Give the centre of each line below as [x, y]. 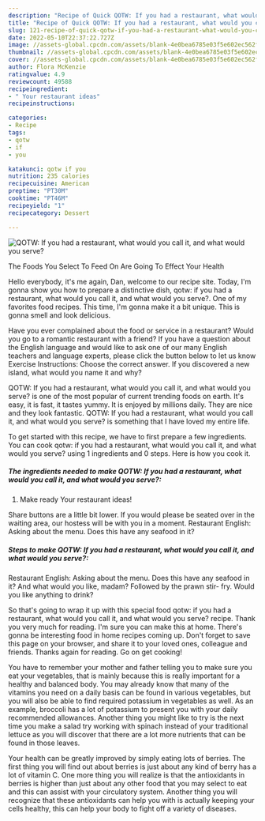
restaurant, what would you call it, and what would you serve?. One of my [127, 298]
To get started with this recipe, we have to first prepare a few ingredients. [127, 436]
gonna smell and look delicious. [60, 315]
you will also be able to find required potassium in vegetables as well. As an [131, 701]
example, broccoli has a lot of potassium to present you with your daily [123, 710]
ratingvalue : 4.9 [37, 74]
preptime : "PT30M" [38, 191]
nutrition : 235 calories [49, 176]
